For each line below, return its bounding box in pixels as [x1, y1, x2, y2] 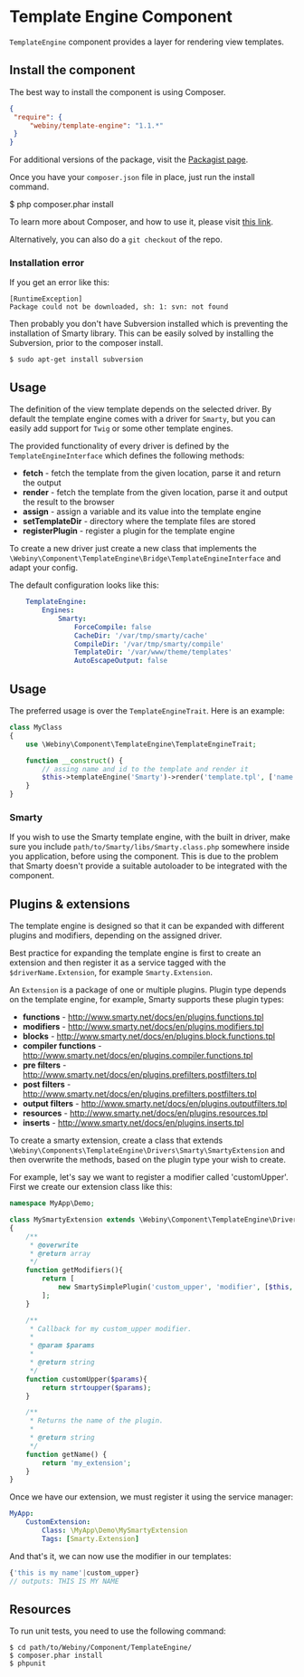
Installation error [9, 256, 84, 269]
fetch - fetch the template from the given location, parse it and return [22, 468, 281, 479]
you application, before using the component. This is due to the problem [9, 851, 279, 862]
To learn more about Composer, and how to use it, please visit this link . [9, 216, 274, 227]
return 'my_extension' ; [42, 1458, 131, 1468]
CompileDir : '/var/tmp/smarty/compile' [73, 639, 224, 648]
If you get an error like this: [9, 277, 110, 288]
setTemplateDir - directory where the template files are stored [22, 516, 256, 527]
